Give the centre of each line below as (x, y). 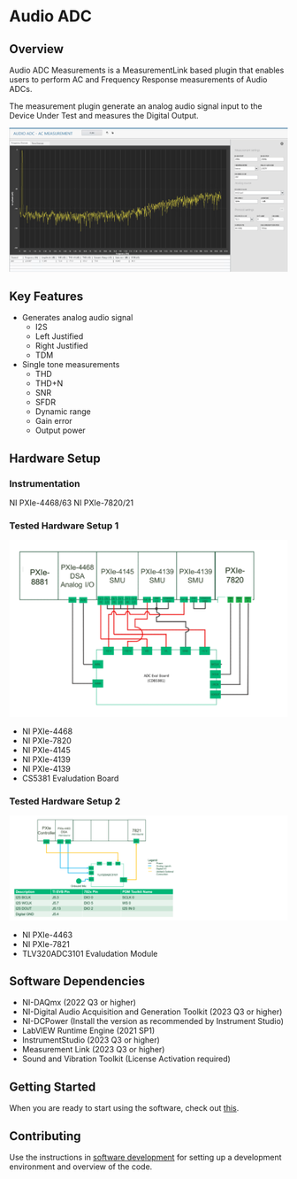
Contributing (45, 1136)
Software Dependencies (77, 981)
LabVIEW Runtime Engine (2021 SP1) (88, 1031)
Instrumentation (45, 483)
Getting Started (53, 1087)
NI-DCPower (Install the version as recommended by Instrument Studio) (153, 1021)
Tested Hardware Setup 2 (65, 801)
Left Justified (59, 336)
